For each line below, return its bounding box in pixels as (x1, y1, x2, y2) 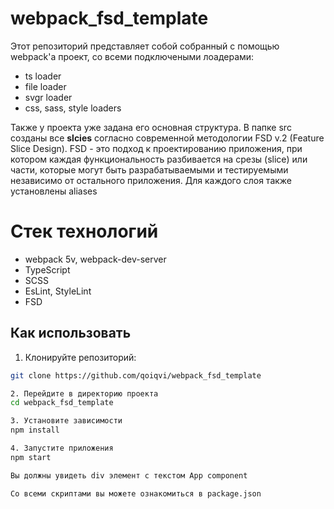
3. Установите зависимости (10, 416, 123, 426)
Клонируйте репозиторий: (24, 351, 137, 363)
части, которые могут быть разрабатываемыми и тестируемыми (10, 163, 289, 176)
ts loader (24, 70, 62, 82)
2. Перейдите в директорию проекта (10, 388, 159, 399)
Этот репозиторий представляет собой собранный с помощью (10, 40, 280, 52)
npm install (10, 425, 60, 436)
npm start (10, 452, 52, 462)
